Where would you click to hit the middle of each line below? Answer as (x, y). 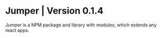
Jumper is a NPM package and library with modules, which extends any (81, 25)
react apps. (17, 30)
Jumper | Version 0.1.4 (54, 11)
